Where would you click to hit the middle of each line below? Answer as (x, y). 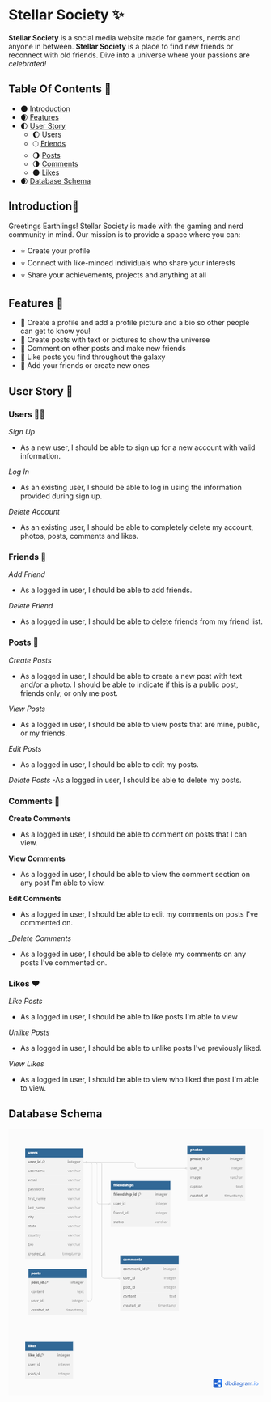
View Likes (26, 1064)
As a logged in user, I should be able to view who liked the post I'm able (139, 1080)
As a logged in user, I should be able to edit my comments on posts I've (139, 914)
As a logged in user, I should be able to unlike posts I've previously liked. (141, 1048)
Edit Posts (25, 748)
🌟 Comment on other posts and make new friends (103, 349)
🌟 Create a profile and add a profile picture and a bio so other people (135, 323)
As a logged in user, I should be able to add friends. (106, 590)
